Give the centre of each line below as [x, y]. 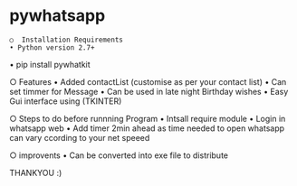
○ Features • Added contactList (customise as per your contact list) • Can [148, 81]
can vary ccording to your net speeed [80, 137]
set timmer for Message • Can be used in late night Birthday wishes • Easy [149, 91]
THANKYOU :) [36, 172]
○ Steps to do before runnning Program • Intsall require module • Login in [148, 118]
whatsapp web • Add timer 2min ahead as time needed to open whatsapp [147, 128]
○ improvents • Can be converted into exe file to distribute [119, 155]
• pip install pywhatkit [50, 64]
